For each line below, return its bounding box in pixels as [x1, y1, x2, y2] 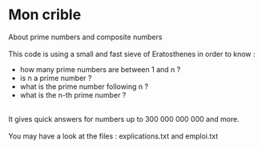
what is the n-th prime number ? [19, 90, 127, 99]
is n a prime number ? [19, 73, 92, 83]
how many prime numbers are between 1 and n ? [19, 64, 181, 74]
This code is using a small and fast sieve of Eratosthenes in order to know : [8, 49, 256, 58]
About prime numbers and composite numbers [8, 32, 163, 42]
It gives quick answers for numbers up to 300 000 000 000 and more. [8, 114, 240, 123]
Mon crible [8, 6, 82, 24]
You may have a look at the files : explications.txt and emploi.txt [8, 131, 219, 141]
